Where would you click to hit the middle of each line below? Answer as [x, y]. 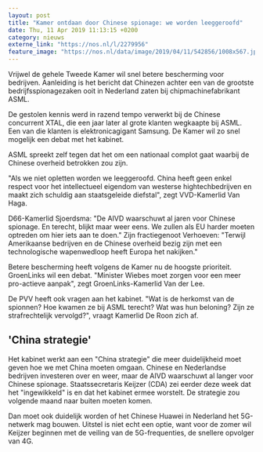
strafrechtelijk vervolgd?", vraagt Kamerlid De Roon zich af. [103, 315]
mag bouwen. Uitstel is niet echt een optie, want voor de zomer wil [144, 424]
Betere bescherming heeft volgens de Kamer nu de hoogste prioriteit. [120, 267]
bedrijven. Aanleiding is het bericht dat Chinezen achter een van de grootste [131, 82]
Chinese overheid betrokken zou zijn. [68, 163]
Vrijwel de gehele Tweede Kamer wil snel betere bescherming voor [116, 74]
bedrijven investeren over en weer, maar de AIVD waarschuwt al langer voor [131, 375]
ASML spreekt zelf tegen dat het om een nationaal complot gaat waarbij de [129, 155]
